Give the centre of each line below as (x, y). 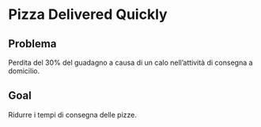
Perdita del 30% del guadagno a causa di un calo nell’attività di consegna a (130, 62)
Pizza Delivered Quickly (88, 15)
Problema (32, 44)
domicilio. (24, 71)
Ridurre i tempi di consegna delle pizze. (72, 114)
